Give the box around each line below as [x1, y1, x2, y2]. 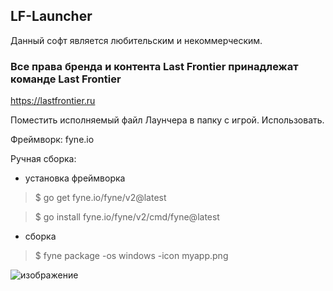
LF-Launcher [10, 8, 93, 25]
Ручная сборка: [10, 153, 77, 165]
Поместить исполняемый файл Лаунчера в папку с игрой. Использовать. [10, 114, 325, 126]
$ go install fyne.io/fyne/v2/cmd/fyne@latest [34, 211, 220, 223]
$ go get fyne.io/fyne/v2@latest [34, 192, 167, 204]
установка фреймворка [24, 172, 126, 184]
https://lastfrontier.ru [10, 95, 96, 107]
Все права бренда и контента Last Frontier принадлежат [10, 59, 299, 73]
